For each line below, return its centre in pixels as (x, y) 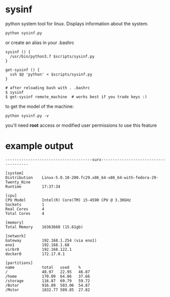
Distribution (19, 177)
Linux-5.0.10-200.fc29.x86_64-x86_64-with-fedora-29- (100, 177)
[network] (16, 236)
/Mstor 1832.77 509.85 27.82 (48, 290)
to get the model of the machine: (40, 106)
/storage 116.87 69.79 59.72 (48, 281)
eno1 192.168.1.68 (38, 245)
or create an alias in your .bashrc (40, 43)
